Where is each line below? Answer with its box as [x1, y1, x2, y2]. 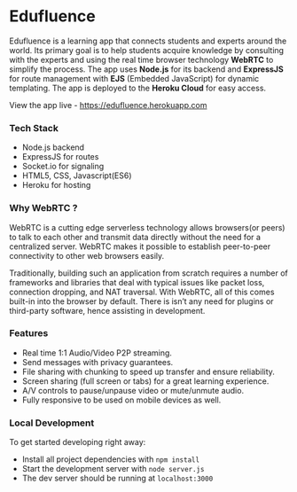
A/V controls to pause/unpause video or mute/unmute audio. [21, 385, 245, 395]
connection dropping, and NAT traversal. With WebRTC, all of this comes [9, 286, 275, 297]
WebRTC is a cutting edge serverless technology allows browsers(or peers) [9, 222, 285, 232]
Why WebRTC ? [9, 202, 78, 215]
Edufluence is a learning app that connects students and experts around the [9, 35, 287, 46]
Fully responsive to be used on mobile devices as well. [21, 394, 222, 405]
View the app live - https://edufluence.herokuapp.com [9, 99, 207, 110]
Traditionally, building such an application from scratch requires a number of [9, 268, 288, 278]
